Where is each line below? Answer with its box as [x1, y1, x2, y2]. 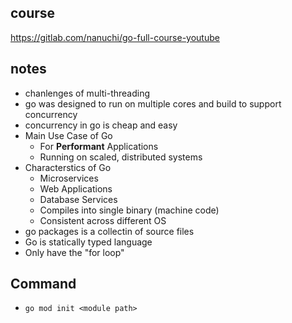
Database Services [39, 193, 118, 205]
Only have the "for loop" [24, 246, 125, 258]
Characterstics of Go [24, 161, 112, 173]
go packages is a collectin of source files [24, 225, 195, 237]
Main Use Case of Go [24, 129, 113, 141]
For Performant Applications [39, 140, 159, 152]
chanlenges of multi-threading [24, 87, 151, 99]
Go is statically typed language [24, 236, 153, 248]
